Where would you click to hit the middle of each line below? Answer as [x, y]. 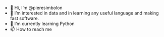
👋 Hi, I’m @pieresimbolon [36, 8]
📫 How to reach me [31, 29]
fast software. [24, 18]
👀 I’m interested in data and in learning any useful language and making [84, 13]
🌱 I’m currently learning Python [42, 23]
